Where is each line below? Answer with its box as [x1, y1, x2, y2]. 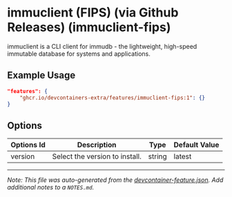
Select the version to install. [52, 152, 142, 161]
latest [173, 152, 192, 161]
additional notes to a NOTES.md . [7, 183, 95, 191]
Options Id [10, 140, 46, 149]
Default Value [173, 140, 220, 149]
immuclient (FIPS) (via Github [7, 5, 179, 21]
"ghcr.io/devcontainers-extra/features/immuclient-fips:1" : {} [19, 94, 206, 101]
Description [77, 140, 117, 149]
